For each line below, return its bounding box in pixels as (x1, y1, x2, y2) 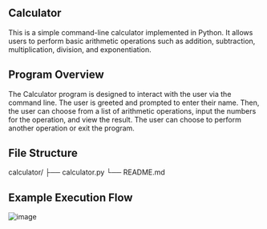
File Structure (8, 147, 78, 160)
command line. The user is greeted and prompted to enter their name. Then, (8, 98, 260, 107)
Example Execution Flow (8, 191, 133, 204)
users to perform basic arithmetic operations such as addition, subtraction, (8, 36, 256, 46)
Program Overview (8, 68, 104, 82)
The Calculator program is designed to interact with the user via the (8, 89, 232, 98)
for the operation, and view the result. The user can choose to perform (8, 114, 242, 124)
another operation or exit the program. (8, 123, 135, 133)
